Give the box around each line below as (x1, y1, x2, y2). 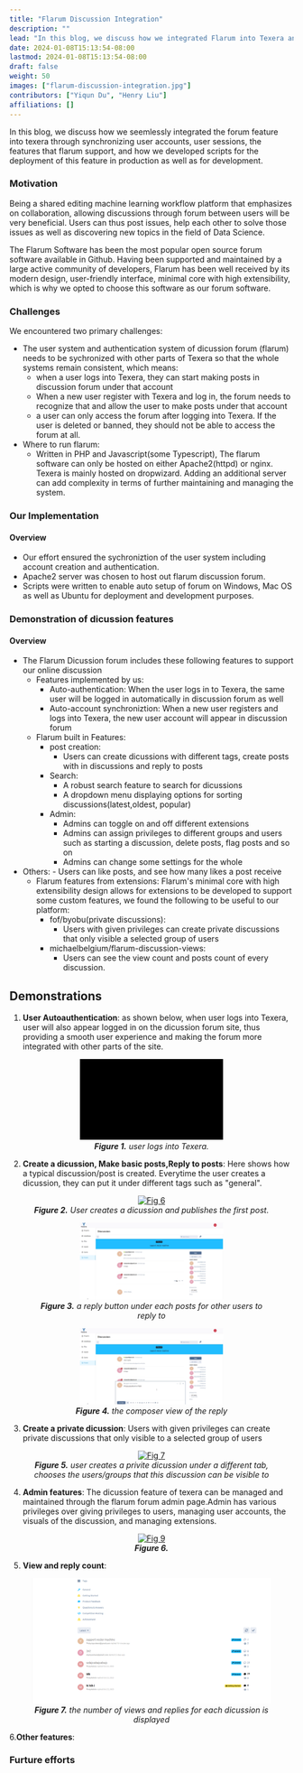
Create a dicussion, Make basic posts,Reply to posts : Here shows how (22, 1158, 290, 1169)
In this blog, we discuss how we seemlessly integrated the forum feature (9, 126, 279, 137)
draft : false (9, 62, 59, 71)
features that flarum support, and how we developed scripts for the (9, 145, 259, 156)
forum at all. (35, 430, 81, 441)
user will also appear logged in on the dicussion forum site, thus (22, 1022, 261, 1033)
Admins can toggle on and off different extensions (62, 818, 250, 830)
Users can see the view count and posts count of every (62, 952, 269, 963)
